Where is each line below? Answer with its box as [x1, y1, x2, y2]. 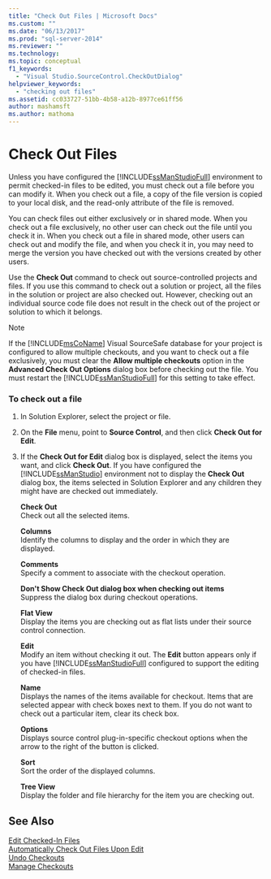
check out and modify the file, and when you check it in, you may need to [8, 239, 254, 249]
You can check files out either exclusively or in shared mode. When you [8, 213, 247, 223]
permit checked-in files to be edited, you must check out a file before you [8, 180, 255, 190]
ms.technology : [8, 50, 60, 58]
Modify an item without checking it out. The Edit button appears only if [19, 650, 257, 660]
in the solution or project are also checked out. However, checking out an [8, 289, 253, 299]
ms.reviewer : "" [8, 42, 63, 50]
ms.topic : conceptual [8, 58, 82, 66]
